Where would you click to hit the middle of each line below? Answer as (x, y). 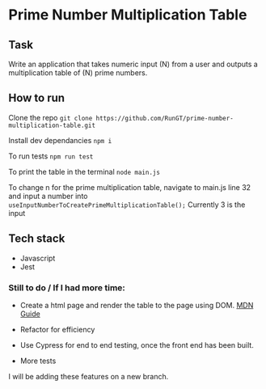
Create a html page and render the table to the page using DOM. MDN (137, 305)
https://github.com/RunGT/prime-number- (165, 118)
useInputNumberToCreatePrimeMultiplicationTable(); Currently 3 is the (127, 205)
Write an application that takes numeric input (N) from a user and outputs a (133, 64)
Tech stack (37, 239)
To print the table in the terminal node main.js (84, 171)
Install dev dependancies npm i (60, 140)
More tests (38, 361)
